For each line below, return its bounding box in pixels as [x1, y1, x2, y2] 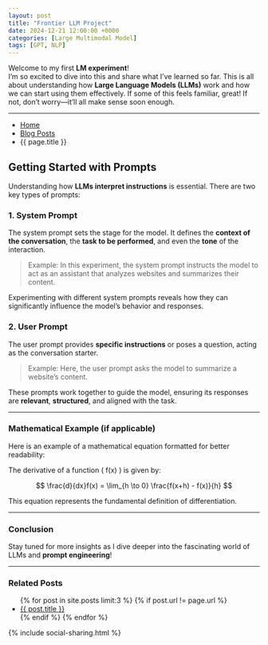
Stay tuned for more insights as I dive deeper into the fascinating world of [8, 542, 250, 552]
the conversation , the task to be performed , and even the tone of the [8, 236, 239, 246]
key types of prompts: [8, 189, 81, 200]
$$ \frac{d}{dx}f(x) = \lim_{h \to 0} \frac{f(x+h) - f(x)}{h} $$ [35, 481, 233, 490]
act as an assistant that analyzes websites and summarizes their [27, 269, 239, 279]
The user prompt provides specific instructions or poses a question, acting [8, 339, 258, 349]
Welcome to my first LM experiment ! [8, 63, 129, 73]
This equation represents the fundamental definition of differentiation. [8, 496, 238, 505]
